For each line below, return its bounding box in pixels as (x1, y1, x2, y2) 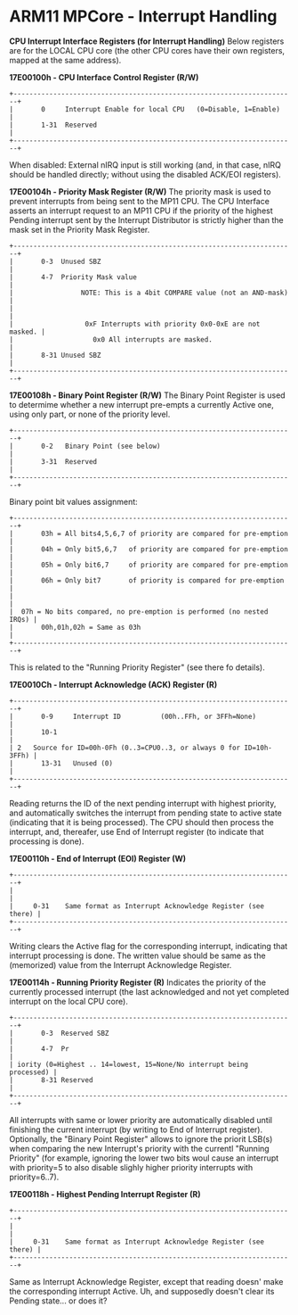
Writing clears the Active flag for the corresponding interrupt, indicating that (9, 940, 288, 951)
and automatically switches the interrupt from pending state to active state (9, 807, 282, 818)
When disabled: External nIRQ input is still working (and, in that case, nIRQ (9, 159, 282, 170)
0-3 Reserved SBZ (41, 1029, 109, 1038)
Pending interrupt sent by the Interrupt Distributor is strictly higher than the (9, 214, 284, 225)
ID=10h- (244, 743, 273, 752)
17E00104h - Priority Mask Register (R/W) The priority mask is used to (9, 186, 271, 197)
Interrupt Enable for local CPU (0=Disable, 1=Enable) (65, 104, 280, 113)
